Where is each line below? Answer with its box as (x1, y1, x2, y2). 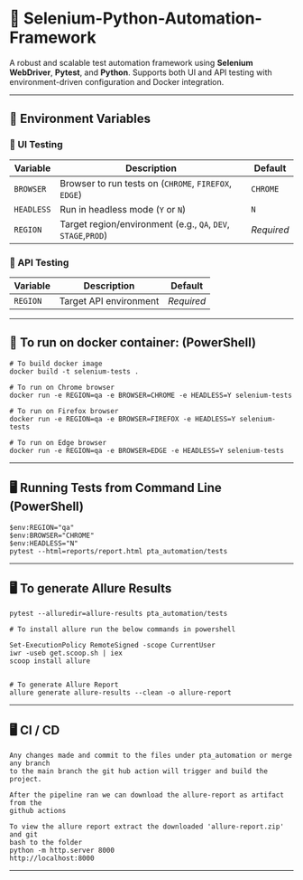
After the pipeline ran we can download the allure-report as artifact (9, 790, 284, 800)
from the (9, 799, 42, 808)
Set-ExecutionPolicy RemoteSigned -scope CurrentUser (9, 641, 216, 650)
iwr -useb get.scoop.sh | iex (9, 648, 124, 658)
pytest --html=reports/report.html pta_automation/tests (9, 546, 228, 555)
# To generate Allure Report (9, 680, 119, 690)
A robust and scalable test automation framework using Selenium (9, 57, 254, 68)
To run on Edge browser (17, 438, 106, 447)
